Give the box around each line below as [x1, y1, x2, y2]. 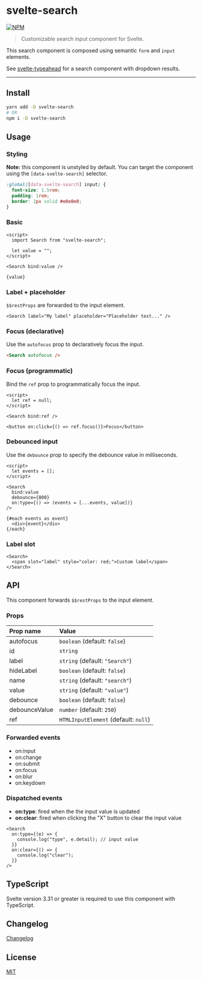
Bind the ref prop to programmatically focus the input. [6, 380, 141, 388]
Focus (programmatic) [6, 367, 73, 375]
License [6, 952, 37, 962]
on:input [14, 747, 36, 754]
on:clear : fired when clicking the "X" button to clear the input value [14, 814, 182, 822]
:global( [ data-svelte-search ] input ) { [6, 182, 106, 188]
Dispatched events [6, 794, 63, 802]
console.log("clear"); [17, 852, 74, 858]
